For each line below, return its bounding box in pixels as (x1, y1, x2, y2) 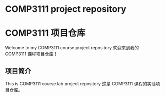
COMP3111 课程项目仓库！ (5, 51, 58, 57)
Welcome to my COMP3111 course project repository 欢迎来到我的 (5, 45, 139, 51)
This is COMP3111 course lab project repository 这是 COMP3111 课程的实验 (5, 80, 156, 87)
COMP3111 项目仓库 (5, 28, 85, 39)
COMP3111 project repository (5, 3, 126, 15)
